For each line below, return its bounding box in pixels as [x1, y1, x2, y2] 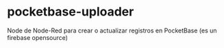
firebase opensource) [7, 33, 69, 41]
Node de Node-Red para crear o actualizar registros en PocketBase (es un [7, 26, 217, 34]
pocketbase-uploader [7, 4, 134, 20]
